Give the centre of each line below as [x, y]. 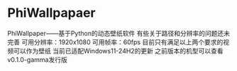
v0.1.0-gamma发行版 [37, 59]
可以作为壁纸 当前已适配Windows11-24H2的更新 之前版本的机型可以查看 [118, 51]
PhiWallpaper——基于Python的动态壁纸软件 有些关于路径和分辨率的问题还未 [119, 33]
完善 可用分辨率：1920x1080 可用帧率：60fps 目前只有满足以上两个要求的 [115, 42]
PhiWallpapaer [51, 13]
